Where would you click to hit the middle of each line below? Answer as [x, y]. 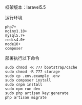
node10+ [13, 44]
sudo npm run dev [23, 89]
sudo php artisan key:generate [37, 93]
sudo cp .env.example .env [32, 76]
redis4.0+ [15, 40]
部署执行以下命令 [22, 58]
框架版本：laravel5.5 [26, 7]
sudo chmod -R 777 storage [32, 72]
